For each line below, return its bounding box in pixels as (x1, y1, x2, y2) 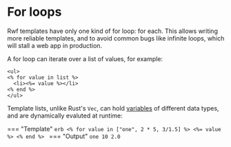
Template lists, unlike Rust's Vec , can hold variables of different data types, (7, 104, 219, 112)
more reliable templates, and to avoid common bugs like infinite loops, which (7, 34, 225, 42)
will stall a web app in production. (7, 41, 102, 49)
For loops (7, 4, 62, 20)
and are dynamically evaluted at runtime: (7, 111, 123, 120)
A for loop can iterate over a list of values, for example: (7, 54, 163, 63)
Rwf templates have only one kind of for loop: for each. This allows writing (7, 27, 219, 35)
